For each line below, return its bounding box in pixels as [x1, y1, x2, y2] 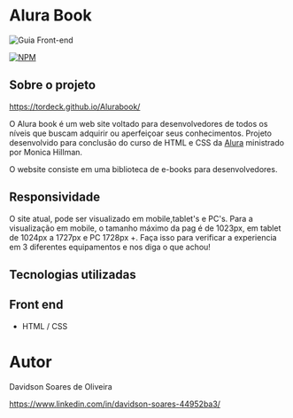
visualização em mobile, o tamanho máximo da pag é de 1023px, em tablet [9, 223, 281, 233]
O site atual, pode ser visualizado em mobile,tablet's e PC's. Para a [9, 213, 254, 224]
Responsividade [9, 190, 100, 205]
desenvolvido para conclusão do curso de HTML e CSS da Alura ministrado [9, 137, 285, 147]
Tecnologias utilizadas [9, 267, 136, 282]
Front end [9, 297, 64, 312]
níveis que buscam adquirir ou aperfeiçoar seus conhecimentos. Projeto [9, 128, 273, 138]
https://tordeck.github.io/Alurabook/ [9, 101, 141, 112]
